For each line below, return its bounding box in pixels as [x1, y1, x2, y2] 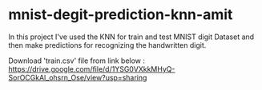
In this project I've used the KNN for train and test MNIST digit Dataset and [8, 32, 255, 41]
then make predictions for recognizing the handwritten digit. [8, 40, 207, 49]
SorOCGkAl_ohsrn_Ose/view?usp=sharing [8, 72, 147, 82]
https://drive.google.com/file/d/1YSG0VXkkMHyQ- [8, 64, 175, 73]
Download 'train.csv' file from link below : [8, 56, 146, 65]
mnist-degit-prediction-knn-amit [8, 6, 233, 24]
